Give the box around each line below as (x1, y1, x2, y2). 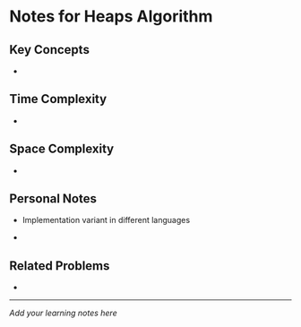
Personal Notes (9, 191, 97, 207)
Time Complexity (9, 91, 107, 107)
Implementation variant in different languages (21, 215, 191, 226)
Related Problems (9, 258, 110, 273)
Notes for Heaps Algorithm (9, 6, 213, 27)
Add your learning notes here (9, 307, 118, 319)
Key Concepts (9, 42, 90, 57)
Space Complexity (9, 142, 115, 157)
